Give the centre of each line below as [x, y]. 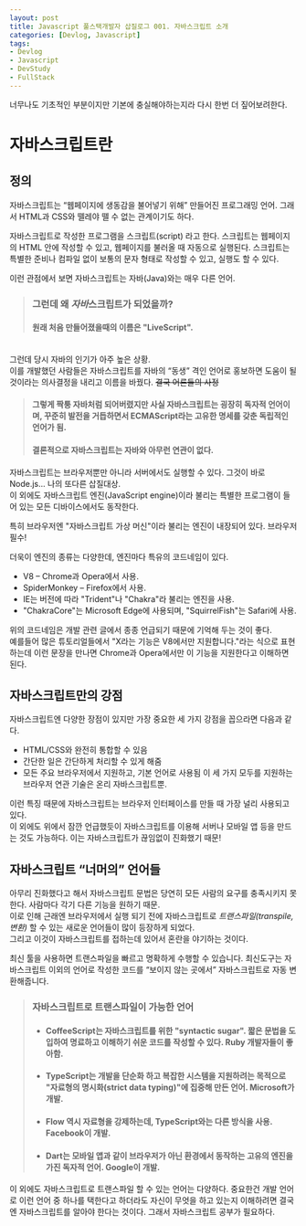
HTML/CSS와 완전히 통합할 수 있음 [85, 750]
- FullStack [32, 78]
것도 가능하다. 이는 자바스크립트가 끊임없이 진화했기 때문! [120, 838]
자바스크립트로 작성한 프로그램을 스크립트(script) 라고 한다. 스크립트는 [134, 236]
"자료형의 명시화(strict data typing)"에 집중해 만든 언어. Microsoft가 [170, 1087]
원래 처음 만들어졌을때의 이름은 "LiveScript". [112, 328]
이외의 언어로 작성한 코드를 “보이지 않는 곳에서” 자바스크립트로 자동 [168, 970]
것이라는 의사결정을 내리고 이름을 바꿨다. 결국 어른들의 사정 [114, 382]
